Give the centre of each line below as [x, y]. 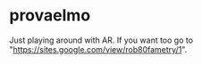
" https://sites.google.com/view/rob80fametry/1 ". [98, 49]
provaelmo [50, 16]
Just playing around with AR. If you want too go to [101, 40]
